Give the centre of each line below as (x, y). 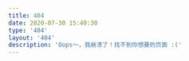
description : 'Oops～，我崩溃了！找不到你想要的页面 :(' (95, 45)
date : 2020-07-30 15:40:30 (53, 23)
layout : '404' (32, 38)
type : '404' (28, 30)
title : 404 (26, 15)
